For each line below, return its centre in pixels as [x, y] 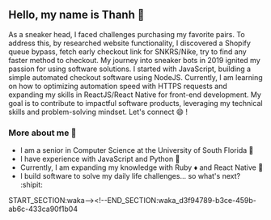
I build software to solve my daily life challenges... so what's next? [130, 176]
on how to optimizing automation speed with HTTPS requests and [118, 86]
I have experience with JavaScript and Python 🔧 [100, 159]
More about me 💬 [42, 133]
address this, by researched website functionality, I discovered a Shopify [129, 43]
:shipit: [31, 185]
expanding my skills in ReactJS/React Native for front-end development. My [135, 95]
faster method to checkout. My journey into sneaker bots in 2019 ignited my [134, 60]
